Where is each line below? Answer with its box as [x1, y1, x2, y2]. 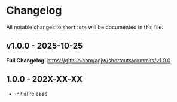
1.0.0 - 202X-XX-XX [6, 74, 83, 85]
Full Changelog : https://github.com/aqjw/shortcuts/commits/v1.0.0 [6, 56, 171, 64]
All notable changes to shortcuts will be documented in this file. [6, 23, 163, 31]
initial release [14, 90, 48, 97]
